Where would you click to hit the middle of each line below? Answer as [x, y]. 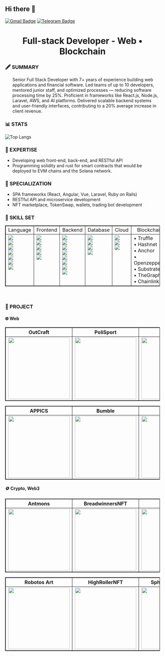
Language [20, 230]
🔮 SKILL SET [20, 218]
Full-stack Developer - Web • [82, 41]
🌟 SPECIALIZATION [28, 183]
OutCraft [39, 332]
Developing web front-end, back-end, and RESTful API [67, 160]
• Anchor [144, 251]
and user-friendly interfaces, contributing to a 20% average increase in [84, 106]
